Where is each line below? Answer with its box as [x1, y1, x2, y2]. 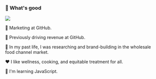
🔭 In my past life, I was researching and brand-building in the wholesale [5, 44, 151, 50]
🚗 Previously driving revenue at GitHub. [5, 35, 86, 40]
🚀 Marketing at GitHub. [5, 25, 52, 31]
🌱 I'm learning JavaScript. [5, 69, 58, 75]
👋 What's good [5, 4, 42, 11]
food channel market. [5, 49, 49, 55]
